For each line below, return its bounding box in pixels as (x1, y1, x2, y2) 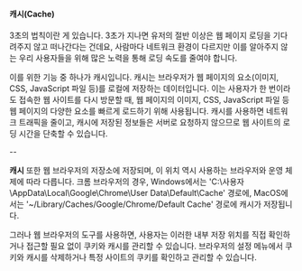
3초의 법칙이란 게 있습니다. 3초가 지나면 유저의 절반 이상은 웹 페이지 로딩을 (9, 30, 271, 41)
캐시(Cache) (9, 8, 56, 19)
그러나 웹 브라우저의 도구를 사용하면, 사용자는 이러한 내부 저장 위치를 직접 (9, 229, 267, 240)
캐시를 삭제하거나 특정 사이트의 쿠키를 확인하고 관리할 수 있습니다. (25, 252, 257, 263)
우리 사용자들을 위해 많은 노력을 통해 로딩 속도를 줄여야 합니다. (18, 52, 238, 63)
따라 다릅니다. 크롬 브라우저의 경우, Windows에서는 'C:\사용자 (25, 176, 245, 187)
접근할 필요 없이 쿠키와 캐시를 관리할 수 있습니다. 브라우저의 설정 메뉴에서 (25, 240, 284, 252)
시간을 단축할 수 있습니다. (18, 128, 108, 139)
